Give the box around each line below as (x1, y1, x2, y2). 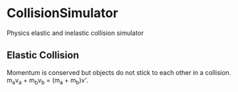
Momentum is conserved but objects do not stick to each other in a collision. (6, 68, 232, 76)
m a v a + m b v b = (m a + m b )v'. (6, 76, 88, 86)
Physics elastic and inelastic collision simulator (6, 29, 144, 37)
